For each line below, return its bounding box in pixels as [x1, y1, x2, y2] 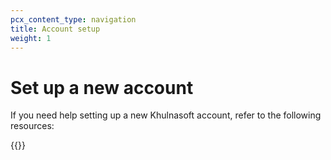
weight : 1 [10, 33, 52, 43]
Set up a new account [10, 76, 194, 99]
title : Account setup [10, 24, 101, 34]
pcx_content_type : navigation [10, 14, 137, 25]
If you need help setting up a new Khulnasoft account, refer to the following [10, 109, 322, 121]
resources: [10, 120, 55, 132]
